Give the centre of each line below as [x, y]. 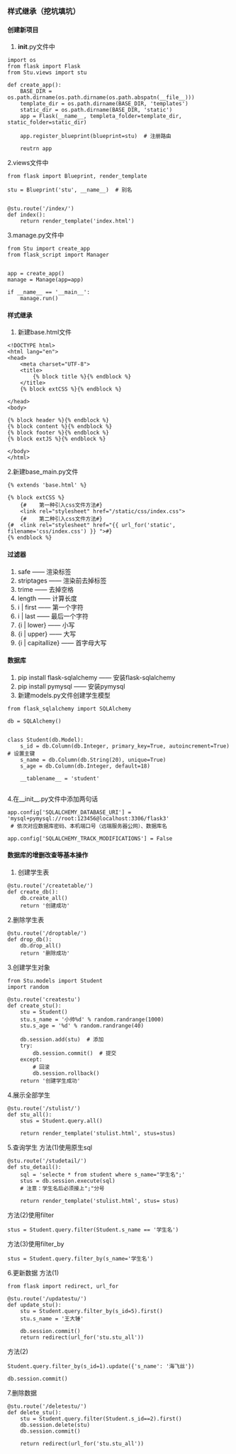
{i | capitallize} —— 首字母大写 [62, 642]
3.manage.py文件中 [36, 235]
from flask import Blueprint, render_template [77, 176]
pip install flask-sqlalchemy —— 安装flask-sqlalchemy [96, 677]
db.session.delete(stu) [55, 1425]
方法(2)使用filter [31, 1215]
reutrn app [36, 149]
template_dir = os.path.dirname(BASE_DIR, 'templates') [105, 104]
